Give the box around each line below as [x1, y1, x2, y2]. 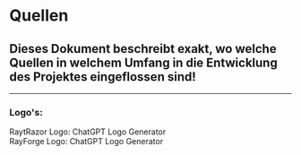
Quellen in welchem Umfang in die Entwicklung [9, 55, 278, 70]
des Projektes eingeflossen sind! [9, 69, 197, 84]
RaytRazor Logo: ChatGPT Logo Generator [9, 126, 167, 137]
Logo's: [9, 106, 43, 118]
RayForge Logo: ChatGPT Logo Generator [9, 136, 164, 147]
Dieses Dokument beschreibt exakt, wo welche [9, 41, 277, 56]
